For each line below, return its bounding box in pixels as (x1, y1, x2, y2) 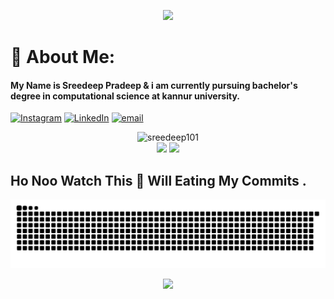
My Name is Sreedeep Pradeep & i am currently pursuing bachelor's (10, 79, 298, 91)
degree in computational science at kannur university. (10, 90, 240, 102)
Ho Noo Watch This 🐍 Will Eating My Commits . (10, 172, 307, 189)
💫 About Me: (10, 46, 116, 69)
